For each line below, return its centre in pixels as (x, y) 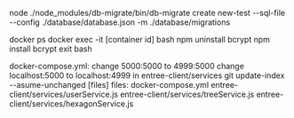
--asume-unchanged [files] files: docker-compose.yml (109, 85)
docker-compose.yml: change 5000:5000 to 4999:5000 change (127, 66)
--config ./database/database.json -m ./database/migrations (120, 22)
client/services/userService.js (64, 94)
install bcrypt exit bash (51, 49)
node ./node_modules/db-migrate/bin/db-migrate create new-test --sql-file (147, 13)
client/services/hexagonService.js (72, 104)
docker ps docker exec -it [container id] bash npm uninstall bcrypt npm (140, 39)
